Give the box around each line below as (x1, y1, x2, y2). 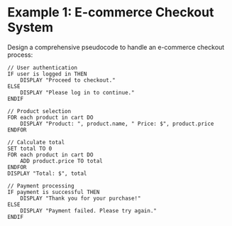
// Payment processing (7, 182, 74, 189)
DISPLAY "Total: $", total (7, 170, 87, 177)
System (7, 19, 54, 36)
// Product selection (7, 107, 72, 114)
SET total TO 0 (7, 145, 53, 152)
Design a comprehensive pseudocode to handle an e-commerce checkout (7, 43, 225, 51)
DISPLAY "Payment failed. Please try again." (20, 207, 158, 214)
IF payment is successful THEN (7, 188, 100, 195)
